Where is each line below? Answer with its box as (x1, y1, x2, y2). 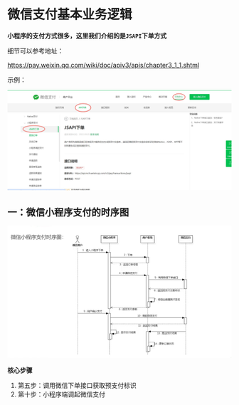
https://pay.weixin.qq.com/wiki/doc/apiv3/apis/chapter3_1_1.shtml (7, 61, 200, 69)
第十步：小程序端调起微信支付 (17, 390, 105, 399)
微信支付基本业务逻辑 (7, 6, 133, 23)
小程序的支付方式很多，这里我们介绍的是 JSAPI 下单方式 (7, 31, 167, 40)
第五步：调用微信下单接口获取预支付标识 (17, 382, 137, 390)
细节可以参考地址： (7, 46, 64, 55)
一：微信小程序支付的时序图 (7, 206, 129, 218)
